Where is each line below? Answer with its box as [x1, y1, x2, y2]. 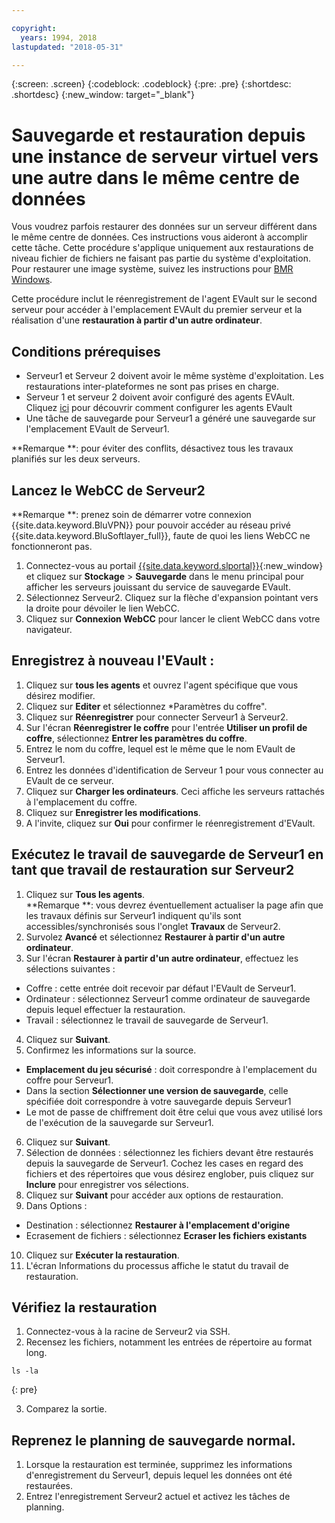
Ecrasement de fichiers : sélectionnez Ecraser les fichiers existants [25, 1229, 308, 1241]
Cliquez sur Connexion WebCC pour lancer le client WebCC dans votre [25, 612, 321, 625]
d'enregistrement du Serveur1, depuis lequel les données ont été [25, 1469, 293, 1481]
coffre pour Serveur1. [25, 1074, 114, 1086]
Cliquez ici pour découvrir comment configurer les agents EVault [25, 402, 293, 414]
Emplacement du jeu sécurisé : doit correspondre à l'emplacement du [25, 1063, 318, 1075]
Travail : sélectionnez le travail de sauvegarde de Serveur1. [25, 1014, 269, 1026]
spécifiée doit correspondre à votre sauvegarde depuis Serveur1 [25, 1095, 292, 1107]
